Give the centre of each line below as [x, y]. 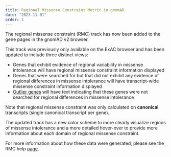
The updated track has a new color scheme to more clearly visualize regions [86, 123]
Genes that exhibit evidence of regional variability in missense [78, 65]
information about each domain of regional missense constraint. [72, 133]
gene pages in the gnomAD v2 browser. [47, 39]
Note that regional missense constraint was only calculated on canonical [82, 107]
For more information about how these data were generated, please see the [85, 143]
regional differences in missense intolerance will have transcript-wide [86, 81]
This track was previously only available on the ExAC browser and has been [85, 50]
